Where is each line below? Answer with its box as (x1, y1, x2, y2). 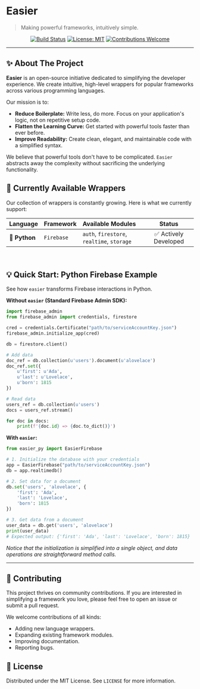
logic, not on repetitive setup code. (14, 116, 101, 123)
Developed (154, 237, 185, 245)
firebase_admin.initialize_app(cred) (6, 330, 100, 336)
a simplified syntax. (14, 141, 62, 149)
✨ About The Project (6, 58, 84, 69)
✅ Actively (154, 230, 184, 238)
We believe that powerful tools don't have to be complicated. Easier (6, 153, 173, 160)
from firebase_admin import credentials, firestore (6, 314, 137, 320)
